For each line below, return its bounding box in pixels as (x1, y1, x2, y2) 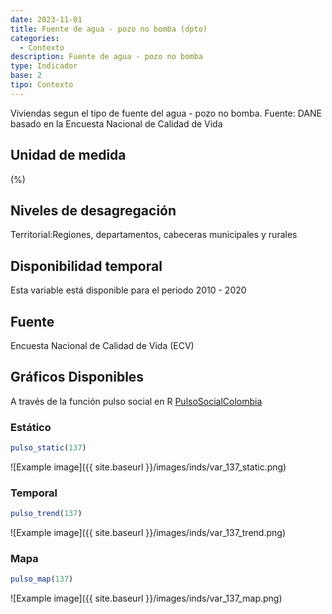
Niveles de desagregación (10, 202, 177, 219)
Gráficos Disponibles (10, 369, 145, 386)
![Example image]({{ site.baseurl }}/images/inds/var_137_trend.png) (10, 527, 286, 539)
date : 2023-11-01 (10, 14, 83, 25)
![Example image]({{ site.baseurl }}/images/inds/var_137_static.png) (10, 461, 287, 473)
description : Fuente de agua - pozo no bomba (10, 52, 203, 62)
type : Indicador (10, 61, 78, 71)
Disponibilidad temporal (10, 257, 163, 275)
